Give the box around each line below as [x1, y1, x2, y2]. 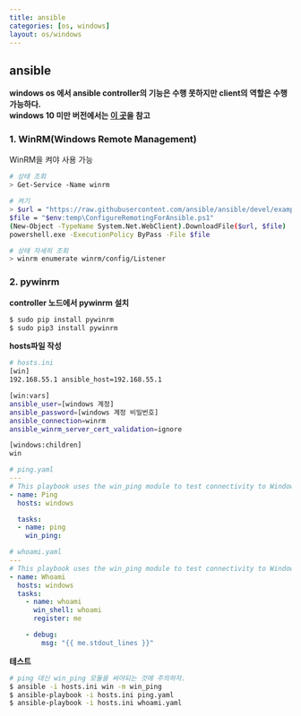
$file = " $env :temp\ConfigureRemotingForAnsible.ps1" [9, 213, 215, 222]
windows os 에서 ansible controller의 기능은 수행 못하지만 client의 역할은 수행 [9, 88, 288, 98]
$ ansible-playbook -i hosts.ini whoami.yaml [9, 699, 182, 708]
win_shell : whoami [32, 606, 102, 615]
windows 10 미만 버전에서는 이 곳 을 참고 [9, 110, 150, 121]
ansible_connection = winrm [9, 416, 106, 425]
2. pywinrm [9, 276, 60, 288]
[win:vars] [9, 391, 50, 401]
